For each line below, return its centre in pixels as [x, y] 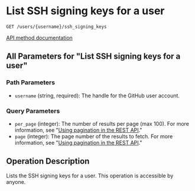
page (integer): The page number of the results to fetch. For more [94, 136]
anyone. [16, 182]
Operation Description [48, 161]
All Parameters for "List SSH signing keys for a [93, 57]
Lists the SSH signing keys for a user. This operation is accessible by [90, 176]
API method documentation [39, 37]
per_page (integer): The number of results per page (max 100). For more [102, 123]
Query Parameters [33, 111]
